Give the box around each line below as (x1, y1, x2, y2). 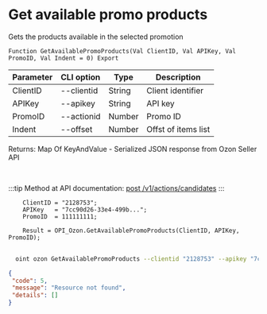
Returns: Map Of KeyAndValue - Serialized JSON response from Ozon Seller (8, 144, 257, 153)
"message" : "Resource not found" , (11, 284, 126, 292)
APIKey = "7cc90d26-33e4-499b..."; (22, 205, 148, 214)
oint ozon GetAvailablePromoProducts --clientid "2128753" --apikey (15, 254, 247, 263)
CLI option (60, 72, 101, 83)
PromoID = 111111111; (22, 212, 98, 220)
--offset (60, 123, 93, 134)
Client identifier (146, 85, 204, 96)
